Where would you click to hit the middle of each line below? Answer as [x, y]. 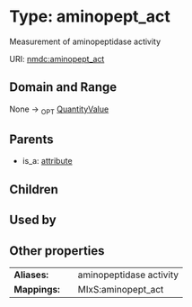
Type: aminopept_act [90, 17]
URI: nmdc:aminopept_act [57, 59]
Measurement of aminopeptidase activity [85, 41]
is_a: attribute [48, 161]
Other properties [57, 251]
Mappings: [37, 289]
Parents [31, 139]
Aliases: [31, 275]
